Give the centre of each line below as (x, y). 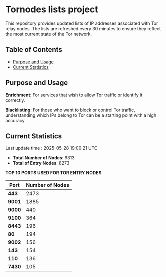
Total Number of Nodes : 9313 (43, 158)
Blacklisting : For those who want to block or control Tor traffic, (70, 110)
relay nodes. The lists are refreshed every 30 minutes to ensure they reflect (83, 28)
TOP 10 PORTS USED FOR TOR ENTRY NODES (53, 173)
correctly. (15, 100)
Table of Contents (34, 49)
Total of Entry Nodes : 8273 (41, 163)
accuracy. (16, 120)
